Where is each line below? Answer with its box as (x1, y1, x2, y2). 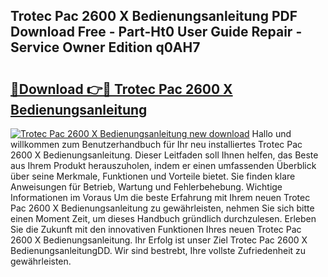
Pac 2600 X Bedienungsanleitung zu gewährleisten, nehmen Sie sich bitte (10, 202, 315, 214)
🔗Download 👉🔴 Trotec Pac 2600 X (10, 80, 233, 98)
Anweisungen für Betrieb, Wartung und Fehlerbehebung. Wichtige (10, 181, 283, 193)
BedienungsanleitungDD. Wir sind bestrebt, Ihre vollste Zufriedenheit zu (10, 245, 307, 256)
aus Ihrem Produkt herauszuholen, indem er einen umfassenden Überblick (10, 160, 317, 171)
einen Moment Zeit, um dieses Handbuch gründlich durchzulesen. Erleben (10, 213, 317, 224)
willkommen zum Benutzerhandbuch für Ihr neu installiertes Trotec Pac (10, 139, 303, 150)
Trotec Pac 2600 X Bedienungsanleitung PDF (10, 8, 298, 25)
